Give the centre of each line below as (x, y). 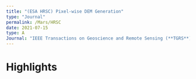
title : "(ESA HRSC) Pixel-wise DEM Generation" (65, 11)
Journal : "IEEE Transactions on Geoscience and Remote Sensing (85, 38)
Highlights (32, 67)
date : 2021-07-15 (27, 28)
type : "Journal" (26, 17)
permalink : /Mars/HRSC (34, 22)
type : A (15, 33)
